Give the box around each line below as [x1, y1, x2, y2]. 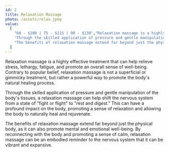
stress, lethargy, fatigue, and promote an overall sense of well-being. [5, 64, 148, 70]
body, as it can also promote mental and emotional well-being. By [5, 126, 141, 132]
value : [5, 21, 19, 27]
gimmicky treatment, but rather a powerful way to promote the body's [5, 74, 150, 80]
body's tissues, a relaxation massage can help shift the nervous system [5, 95, 153, 101]
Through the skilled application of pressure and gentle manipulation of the [5, 89, 159, 95]
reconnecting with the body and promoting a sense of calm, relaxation [5, 131, 151, 137]
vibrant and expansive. [5, 141, 53, 148]
